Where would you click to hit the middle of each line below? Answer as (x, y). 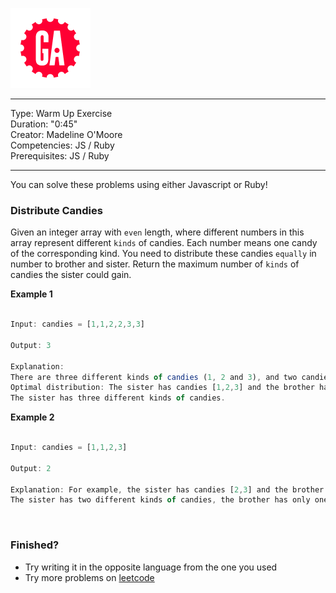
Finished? (35, 545)
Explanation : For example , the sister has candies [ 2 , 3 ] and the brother (167, 489)
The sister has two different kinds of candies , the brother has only (160, 500)
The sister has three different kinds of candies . (118, 398)
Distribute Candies (56, 210)
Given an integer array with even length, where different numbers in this (157, 232)
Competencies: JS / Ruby (62, 145)
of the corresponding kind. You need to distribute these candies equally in (163, 254)
